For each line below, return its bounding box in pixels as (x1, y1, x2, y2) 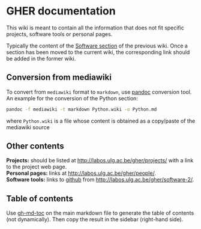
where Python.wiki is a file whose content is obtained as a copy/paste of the (6, 117, 196, 124)
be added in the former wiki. (6, 55, 76, 62)
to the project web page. (6, 163, 67, 171)
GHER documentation (6, 4, 116, 18)
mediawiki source (6, 123, 50, 130)
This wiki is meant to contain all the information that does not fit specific (6, 24, 184, 31)
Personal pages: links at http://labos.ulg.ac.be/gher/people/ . (6, 169, 156, 177)
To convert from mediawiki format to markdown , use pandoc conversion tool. (6, 88, 192, 96)
